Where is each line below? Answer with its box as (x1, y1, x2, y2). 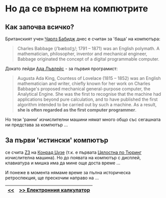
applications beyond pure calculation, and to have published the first (17, 96, 158, 102)
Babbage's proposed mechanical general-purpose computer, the (17, 86, 151, 92)
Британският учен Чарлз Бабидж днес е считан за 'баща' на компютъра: (5, 36, 161, 42)
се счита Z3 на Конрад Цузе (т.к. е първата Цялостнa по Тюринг (5, 149, 142, 155)
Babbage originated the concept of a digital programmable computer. (17, 56, 160, 62)
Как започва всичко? (5, 23, 75, 31)
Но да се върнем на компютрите (5, 3, 148, 14)
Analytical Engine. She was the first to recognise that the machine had (17, 91, 162, 97)
